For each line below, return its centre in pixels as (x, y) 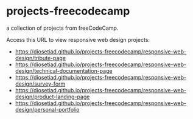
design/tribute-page (40, 58)
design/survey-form (40, 84)
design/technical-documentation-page (64, 70)
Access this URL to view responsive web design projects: (78, 39)
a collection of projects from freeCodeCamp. (62, 28)
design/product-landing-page (52, 97)
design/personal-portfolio (47, 109)
